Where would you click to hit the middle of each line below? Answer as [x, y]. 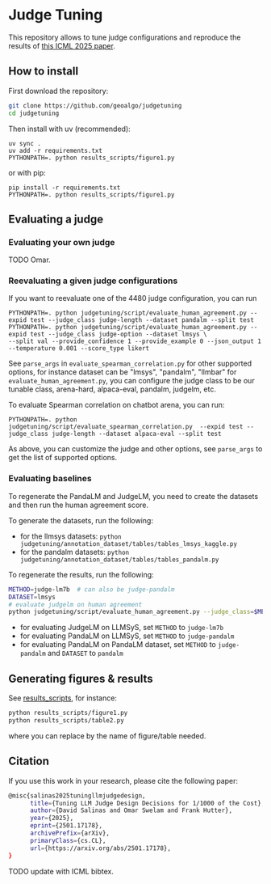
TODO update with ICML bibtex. [61, 871]
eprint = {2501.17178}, [66, 826]
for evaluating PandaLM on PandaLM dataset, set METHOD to [118, 645]
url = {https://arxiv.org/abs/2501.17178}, [100, 848]
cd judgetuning [34, 113]
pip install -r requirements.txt [65, 188]
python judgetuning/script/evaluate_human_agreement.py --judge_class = [131, 612]
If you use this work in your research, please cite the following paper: [123, 780]
